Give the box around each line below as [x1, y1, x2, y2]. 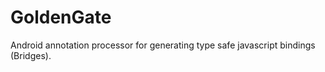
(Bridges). [10, 49, 52, 61]
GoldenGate [10, 6, 112, 29]
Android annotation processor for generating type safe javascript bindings [10, 39, 316, 51]
